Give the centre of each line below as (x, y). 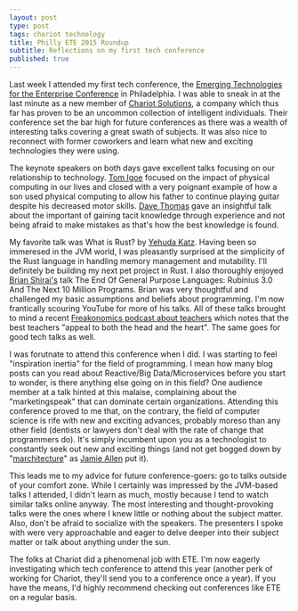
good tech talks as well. (52, 337)
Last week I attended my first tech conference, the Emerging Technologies (146, 84)
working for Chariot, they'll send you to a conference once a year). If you (143, 578)
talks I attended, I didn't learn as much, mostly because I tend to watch (139, 495)
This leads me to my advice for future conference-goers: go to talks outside (148, 475)
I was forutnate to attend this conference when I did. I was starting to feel (143, 354)
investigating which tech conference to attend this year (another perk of (141, 569)
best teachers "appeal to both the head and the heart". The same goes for (145, 327)
